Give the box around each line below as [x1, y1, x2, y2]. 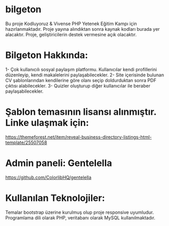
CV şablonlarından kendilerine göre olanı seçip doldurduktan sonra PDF [5, 77, 157, 83]
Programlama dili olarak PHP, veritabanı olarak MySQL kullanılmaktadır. [5, 214, 156, 221]
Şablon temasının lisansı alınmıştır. [5, 106, 157, 118]
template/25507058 [5, 139, 47, 146]
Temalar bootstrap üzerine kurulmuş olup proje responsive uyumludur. [5, 209, 154, 215]
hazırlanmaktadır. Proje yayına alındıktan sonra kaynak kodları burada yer [5, 26, 160, 32]
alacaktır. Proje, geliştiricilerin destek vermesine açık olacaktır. [5, 31, 137, 37]
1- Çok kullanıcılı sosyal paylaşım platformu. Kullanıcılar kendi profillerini [5, 66, 157, 72]
